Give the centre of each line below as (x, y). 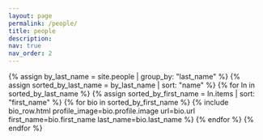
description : (30, 38)
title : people (32, 31)
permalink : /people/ (43, 23)
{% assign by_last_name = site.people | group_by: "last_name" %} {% (125, 76)
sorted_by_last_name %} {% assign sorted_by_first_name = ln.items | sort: (131, 93)
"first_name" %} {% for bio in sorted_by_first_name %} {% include (119, 102)
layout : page (30, 16)
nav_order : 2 (30, 53)
